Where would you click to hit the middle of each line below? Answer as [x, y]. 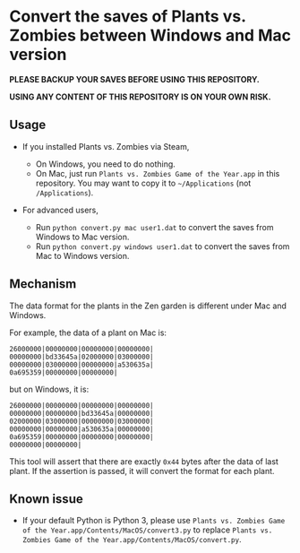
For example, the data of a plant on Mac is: [88, 333]
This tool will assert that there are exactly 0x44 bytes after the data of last [144, 461]
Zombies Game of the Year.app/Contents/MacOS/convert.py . [132, 540]
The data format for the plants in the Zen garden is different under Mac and [148, 306]
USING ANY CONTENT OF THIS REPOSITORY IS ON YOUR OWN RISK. [140, 97]
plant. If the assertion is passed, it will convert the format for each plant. [142, 471]
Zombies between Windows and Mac [150, 35]
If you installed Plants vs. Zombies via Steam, [106, 146]
